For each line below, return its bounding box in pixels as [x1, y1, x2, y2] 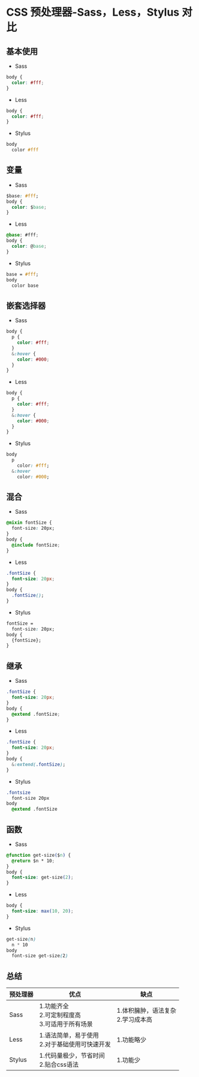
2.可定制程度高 [39, 1011, 81, 1019]
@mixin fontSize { [6, 520, 52, 526]
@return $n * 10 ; [11, 857, 55, 864]
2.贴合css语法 [39, 1060, 79, 1069]
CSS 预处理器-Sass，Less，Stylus [6, 5, 180, 19]
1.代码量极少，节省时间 [39, 1051, 105, 1060]
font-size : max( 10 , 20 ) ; [11, 908, 74, 914]
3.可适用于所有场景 [39, 1020, 93, 1028]
